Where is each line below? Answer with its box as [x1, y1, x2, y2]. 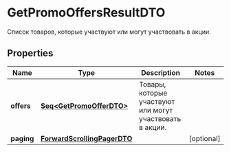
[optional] [188, 133, 221, 143]
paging [10, 133, 34, 143]
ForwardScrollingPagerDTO [41, 133, 133, 143]
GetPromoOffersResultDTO [7, 5, 166, 21]
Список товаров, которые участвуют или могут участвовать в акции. [7, 28, 211, 36]
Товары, [138, 79, 166, 89]
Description [140, 67, 181, 77]
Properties [7, 47, 54, 59]
